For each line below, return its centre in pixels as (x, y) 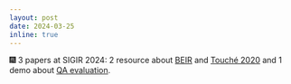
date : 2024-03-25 (42, 26)
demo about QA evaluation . (60, 70)
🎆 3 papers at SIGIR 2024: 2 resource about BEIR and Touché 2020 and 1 (146, 61)
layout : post (34, 18)
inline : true (34, 34)
